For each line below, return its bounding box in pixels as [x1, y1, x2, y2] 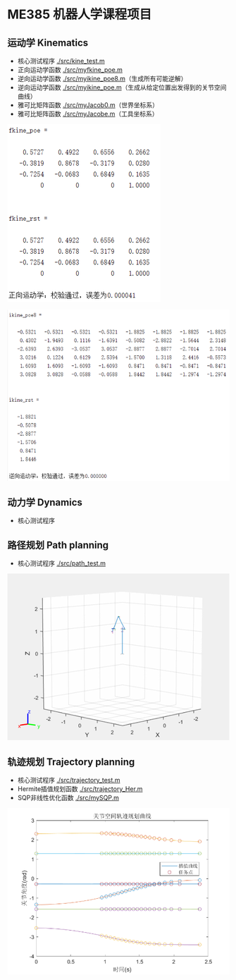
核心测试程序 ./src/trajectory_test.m [17, 776, 120, 785]
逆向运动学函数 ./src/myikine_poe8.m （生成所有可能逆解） [17, 75, 187, 82]
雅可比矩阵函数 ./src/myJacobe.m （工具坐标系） [17, 110, 159, 118]
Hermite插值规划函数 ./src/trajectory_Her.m [17, 785, 143, 793]
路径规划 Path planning [7, 539, 109, 551]
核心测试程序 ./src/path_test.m [17, 559, 106, 568]
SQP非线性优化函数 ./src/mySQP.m [17, 794, 120, 802]
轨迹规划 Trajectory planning [7, 756, 135, 768]
